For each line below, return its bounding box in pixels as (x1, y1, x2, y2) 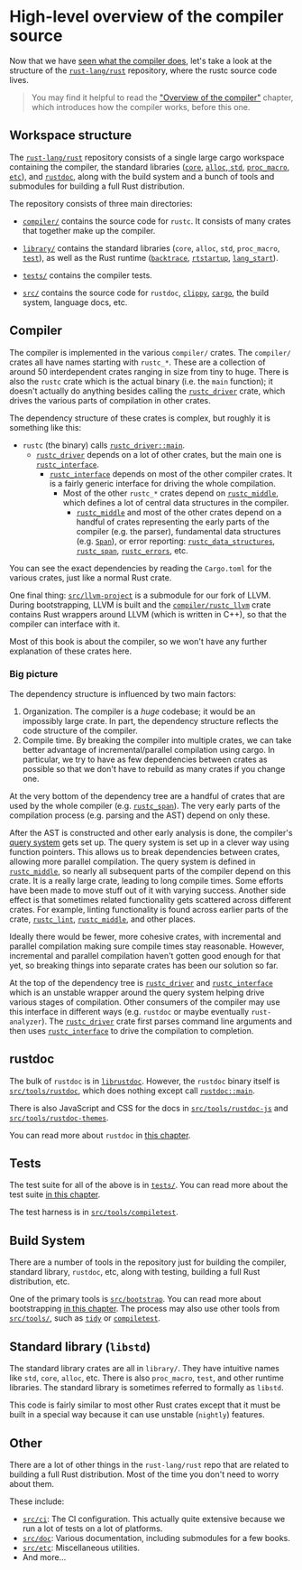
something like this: (9, 422, 82, 432)
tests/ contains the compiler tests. (22, 269, 153, 281)
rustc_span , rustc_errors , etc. (76, 544, 189, 556)
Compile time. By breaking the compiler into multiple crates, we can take (22, 734, 292, 746)
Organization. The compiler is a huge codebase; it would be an (22, 706, 256, 717)
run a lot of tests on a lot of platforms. (22, 1523, 163, 1534)
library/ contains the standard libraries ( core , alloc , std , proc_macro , (22, 242, 280, 254)
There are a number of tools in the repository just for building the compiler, (9, 1257, 287, 1268)
